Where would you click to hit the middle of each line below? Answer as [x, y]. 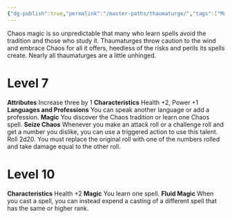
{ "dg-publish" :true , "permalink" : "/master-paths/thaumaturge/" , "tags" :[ [112, 13]
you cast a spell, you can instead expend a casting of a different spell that [112, 200]
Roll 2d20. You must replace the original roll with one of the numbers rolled [114, 139]
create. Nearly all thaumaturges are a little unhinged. [82, 55]
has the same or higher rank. [48, 208]
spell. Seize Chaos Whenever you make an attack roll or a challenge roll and [116, 124]
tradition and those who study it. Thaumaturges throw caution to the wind [112, 40]
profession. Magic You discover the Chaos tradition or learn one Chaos [108, 117]
